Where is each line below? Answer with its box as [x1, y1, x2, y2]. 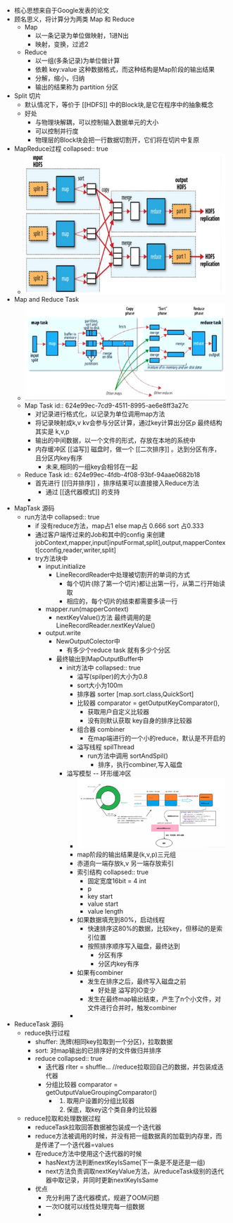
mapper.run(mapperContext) [45, 605, 129, 613]
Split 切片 [13, 92, 42, 100]
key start [87, 892, 113, 900]
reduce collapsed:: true [34, 1054, 103, 1062]
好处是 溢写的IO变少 [98, 985, 156, 994]
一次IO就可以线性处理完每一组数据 [45, 1202, 145, 1210]
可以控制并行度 [34, 127, 79, 135]
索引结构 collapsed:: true [77, 868, 149, 876]
